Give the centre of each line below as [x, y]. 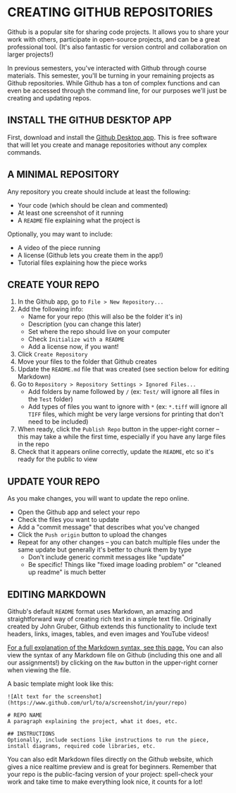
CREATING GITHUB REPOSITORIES [110, 12]
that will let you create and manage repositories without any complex [107, 145]
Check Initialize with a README [76, 339]
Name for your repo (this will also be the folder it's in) [105, 317]
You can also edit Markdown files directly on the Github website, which [110, 759]
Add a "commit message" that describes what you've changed [108, 527]
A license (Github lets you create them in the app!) [90, 255]
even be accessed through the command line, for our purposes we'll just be [117, 90]
